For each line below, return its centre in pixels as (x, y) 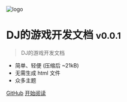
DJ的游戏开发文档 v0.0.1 (64, 35)
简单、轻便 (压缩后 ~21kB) (47, 65)
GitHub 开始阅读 (26, 93)
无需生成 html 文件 (38, 73)
